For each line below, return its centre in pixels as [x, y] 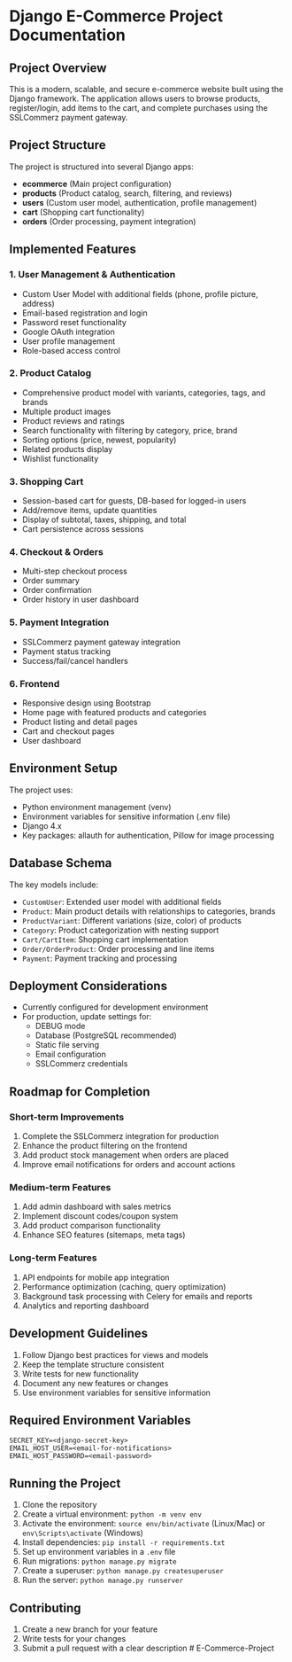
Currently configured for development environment [115, 1007]
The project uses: [41, 790]
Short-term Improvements [67, 1117]
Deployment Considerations [88, 986]
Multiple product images [66, 411]
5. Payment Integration [59, 622]
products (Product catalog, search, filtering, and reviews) [127, 193]
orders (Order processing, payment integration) [109, 221]
